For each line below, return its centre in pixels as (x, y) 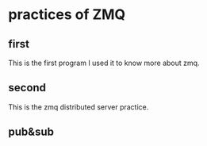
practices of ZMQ (67, 15)
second (27, 88)
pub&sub (31, 132)
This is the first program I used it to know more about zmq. (104, 63)
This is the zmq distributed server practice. (79, 107)
